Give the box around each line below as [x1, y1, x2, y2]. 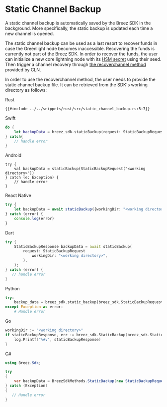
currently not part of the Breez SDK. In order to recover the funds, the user [5, 51, 158, 57]
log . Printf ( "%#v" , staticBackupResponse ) [14, 337, 101, 342]
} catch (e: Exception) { [5, 175, 59, 180]
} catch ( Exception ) [5, 383, 48, 389]
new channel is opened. [5, 30, 54, 36]
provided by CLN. [5, 66, 41, 73]
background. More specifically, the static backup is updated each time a [5, 25, 153, 31]
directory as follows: [5, 87, 47, 93]
